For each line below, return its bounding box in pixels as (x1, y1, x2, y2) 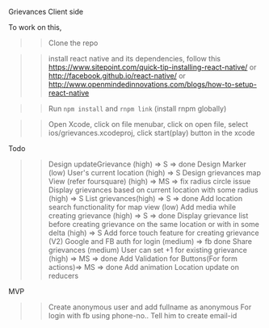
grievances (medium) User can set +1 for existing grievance (48, 246, 248, 254)
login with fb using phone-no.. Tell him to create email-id (48, 311, 237, 320)
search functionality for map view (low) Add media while (48, 202, 237, 212)
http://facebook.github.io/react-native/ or (48, 71, 186, 80)
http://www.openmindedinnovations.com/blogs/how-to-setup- (48, 80, 257, 89)
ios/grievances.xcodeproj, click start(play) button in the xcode (48, 128, 255, 137)
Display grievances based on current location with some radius (48, 185, 258, 195)
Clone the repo (48, 38, 99, 48)
